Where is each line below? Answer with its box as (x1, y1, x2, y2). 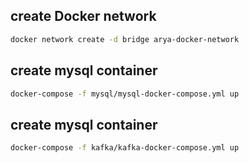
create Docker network (10, 8, 157, 25)
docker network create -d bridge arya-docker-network (10, 34, 240, 44)
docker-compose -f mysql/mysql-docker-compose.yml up (10, 89, 240, 99)
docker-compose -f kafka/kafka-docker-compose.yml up (10, 143, 240, 153)
